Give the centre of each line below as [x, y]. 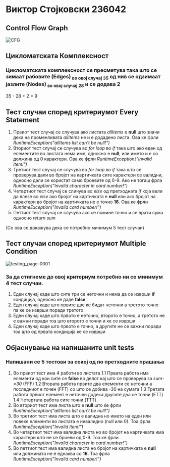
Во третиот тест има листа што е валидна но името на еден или [82, 416]
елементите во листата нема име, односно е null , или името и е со [86, 154]
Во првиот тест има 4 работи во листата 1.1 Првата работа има [81, 373]
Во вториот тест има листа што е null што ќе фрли [67, 405]
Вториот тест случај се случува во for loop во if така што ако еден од [88, 148]
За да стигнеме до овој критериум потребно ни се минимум [84, 276]
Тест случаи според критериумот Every [72, 112]
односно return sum [34, 218]
